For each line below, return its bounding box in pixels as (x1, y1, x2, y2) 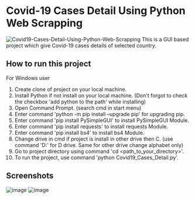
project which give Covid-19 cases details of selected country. (6, 42, 157, 49)
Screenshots (6, 171, 54, 181)
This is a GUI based (141, 36, 189, 43)
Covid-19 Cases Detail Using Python (6, 4, 186, 18)
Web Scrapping (6, 16, 83, 30)
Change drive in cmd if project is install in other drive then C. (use (14, 135, 173, 142)
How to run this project (6, 59, 91, 69)
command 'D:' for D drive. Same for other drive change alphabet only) (14, 141, 184, 148)
